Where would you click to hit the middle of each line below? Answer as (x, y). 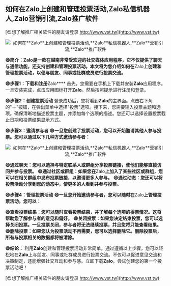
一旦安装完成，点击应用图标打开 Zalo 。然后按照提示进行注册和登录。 (77, 90)
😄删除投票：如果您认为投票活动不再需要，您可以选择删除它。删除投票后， (83, 231)
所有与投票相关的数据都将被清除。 (41, 237)
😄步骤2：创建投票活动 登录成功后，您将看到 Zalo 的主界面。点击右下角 (79, 100)
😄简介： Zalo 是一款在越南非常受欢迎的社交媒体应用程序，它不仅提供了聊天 (84, 60)
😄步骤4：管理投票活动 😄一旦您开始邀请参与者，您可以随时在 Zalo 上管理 (81, 194)
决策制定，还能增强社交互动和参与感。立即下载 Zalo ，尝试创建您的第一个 (81, 261)
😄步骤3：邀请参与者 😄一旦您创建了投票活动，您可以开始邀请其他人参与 (81, 130)
